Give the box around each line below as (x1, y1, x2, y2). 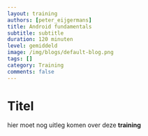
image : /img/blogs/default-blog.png (7, 49, 114, 56)
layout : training (7, 10, 58, 17)
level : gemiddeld (7, 42, 58, 49)
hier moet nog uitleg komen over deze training (7, 121, 142, 129)
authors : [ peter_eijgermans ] (7, 17, 92, 24)
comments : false (7, 68, 54, 75)
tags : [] (7, 56, 33, 62)
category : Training (7, 62, 64, 69)
